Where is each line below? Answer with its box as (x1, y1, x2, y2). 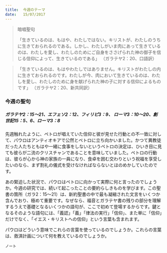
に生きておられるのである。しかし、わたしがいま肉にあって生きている (17, 43, 161, 49)
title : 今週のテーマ (5, 7, 46, 12)
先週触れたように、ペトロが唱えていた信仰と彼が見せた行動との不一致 (5, 131, 149, 137)
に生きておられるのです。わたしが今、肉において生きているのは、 (17, 72, 152, 78)
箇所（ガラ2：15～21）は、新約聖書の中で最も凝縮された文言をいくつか (13, 191, 161, 197)
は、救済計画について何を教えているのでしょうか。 (5, 233, 109, 239)
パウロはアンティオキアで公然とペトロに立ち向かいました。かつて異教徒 (13, 137, 162, 143)
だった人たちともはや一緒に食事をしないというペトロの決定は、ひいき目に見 (5, 144, 162, 150)
